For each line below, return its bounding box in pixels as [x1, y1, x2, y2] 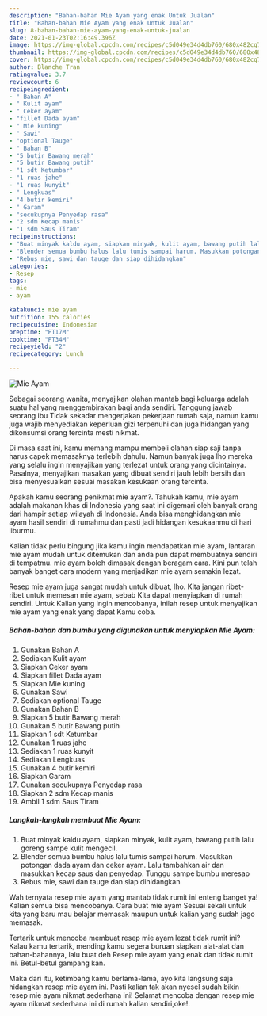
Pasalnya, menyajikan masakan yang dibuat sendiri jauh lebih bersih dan [9, 468, 246, 478]
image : [9, 41, 31, 49]
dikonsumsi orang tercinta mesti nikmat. [9, 428, 139, 437]
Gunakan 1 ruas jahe [20, 738, 87, 747]
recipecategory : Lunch [9, 350, 84, 358]
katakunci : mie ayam [9, 306, 78, 314]
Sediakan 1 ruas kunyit [20, 746, 94, 755]
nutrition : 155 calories [9, 313, 91, 321]
